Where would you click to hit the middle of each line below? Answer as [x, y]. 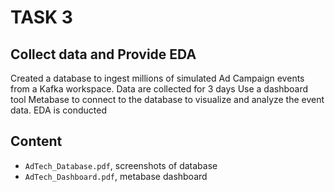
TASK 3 [41, 17]
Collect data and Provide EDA [103, 54]
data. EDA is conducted [58, 110]
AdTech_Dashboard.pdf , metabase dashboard [116, 176]
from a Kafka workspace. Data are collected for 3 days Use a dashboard [159, 89]
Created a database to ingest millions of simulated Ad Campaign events [157, 78]
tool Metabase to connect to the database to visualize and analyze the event [167, 99]
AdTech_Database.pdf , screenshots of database [121, 165]
